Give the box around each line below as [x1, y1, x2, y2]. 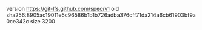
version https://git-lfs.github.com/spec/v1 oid [6, 5, 120, 12]
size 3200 [30, 18, 56, 25]
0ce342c [6, 18, 29, 25]
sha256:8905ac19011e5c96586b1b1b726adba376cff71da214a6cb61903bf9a [6, 11, 196, 19]
